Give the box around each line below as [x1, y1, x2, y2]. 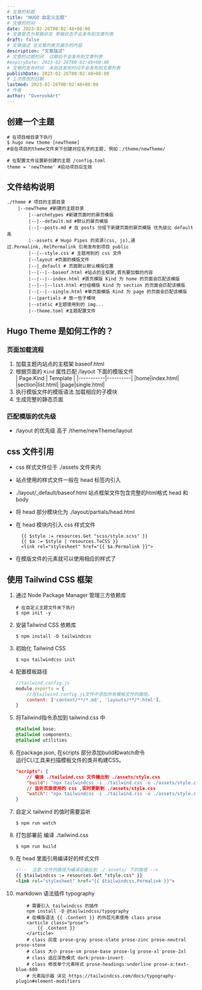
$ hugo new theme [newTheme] [7, 139, 80, 145]
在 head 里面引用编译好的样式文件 [15, 855, 100, 862]
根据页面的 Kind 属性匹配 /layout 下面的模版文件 [15, 368, 134, 375]
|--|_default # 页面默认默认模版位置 [28, 263, 114, 269]
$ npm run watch [15, 820, 57, 826]
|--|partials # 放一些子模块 [28, 295, 96, 301]
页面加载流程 [7, 345, 44, 354]
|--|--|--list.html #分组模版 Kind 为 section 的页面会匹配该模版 [28, 283, 186, 289]
